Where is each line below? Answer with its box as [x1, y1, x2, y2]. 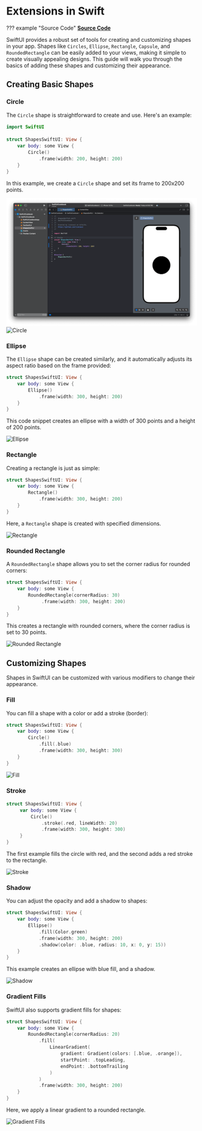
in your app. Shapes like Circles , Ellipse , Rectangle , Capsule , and [6, 42, 171, 50]
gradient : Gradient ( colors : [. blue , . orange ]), [60, 1050, 183, 1057]
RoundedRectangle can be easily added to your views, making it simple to [6, 48, 186, 56]
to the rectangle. [6, 856, 47, 864]
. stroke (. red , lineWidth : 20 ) [41, 820, 118, 826]
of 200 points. [6, 424, 42, 431]
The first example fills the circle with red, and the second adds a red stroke [6, 850, 193, 858]
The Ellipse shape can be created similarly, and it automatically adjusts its [6, 356, 192, 363]
